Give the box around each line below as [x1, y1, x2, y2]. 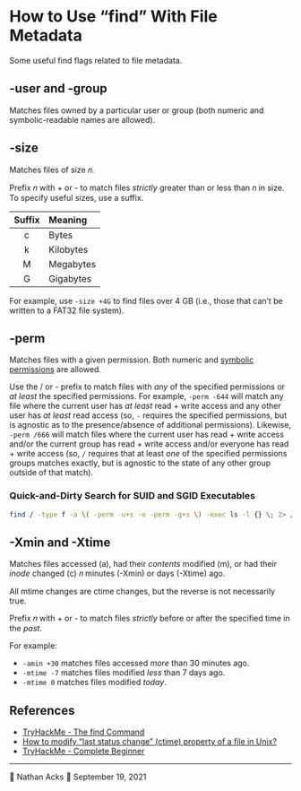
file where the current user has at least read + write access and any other [9, 401, 281, 412]
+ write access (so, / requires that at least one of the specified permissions [9, 448, 288, 459]
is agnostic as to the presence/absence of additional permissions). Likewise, [9, 420, 292, 430]
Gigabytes [48, 272, 92, 284]
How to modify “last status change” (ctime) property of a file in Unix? [21, 736, 278, 747]
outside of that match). [9, 467, 94, 478]
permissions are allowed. [9, 364, 101, 375]
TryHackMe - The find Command [21, 726, 145, 737]
